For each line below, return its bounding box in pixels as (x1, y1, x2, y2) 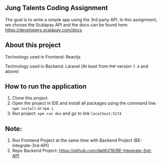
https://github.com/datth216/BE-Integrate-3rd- (59, 148, 152, 154)
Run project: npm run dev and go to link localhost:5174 (12, 111, 122, 117)
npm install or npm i (12, 105, 54, 111)
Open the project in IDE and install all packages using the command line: (12, 100, 157, 106)
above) (5, 68, 19, 74)
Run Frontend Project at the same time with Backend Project (12, 137, 132, 143)
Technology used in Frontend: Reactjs (5, 54, 81, 59)
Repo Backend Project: (12, 148, 58, 154)
